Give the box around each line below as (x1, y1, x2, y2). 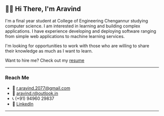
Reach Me (5, 74, 29, 81)
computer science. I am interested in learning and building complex (5, 23, 141, 29)
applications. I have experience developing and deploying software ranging (5, 28, 156, 34)
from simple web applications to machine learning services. (5, 33, 125, 39)
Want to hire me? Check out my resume (5, 57, 84, 63)
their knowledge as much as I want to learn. (5, 48, 93, 54)
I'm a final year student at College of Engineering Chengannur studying (5, 18, 148, 23)
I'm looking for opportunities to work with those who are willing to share (5, 42, 150, 49)
